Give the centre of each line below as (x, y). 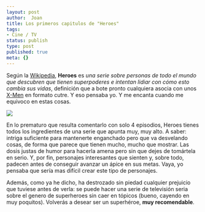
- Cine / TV (21, 35)
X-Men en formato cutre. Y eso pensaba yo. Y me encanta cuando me (95, 95)
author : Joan (25, 18)
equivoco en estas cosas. (39, 101)
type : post (20, 47)
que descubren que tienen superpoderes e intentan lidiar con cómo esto (98, 82)
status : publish (27, 41)
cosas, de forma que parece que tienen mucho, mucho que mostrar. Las (98, 144)
